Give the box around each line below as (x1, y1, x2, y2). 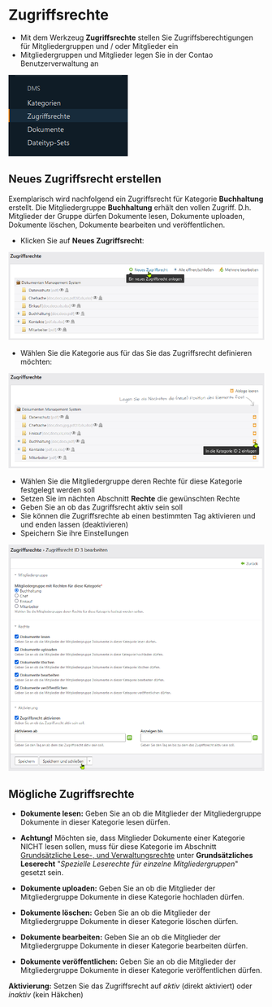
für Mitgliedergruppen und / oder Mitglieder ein (19, 41, 179, 50)
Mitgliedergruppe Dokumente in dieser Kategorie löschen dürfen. (19, 917, 239, 926)
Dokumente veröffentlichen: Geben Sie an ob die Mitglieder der (19, 957, 236, 966)
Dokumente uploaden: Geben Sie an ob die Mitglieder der (19, 883, 216, 893)
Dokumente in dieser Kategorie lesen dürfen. (19, 817, 171, 827)
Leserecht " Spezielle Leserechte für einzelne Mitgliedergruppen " (19, 859, 239, 869)
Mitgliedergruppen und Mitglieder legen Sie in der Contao (19, 50, 214, 59)
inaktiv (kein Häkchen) (8, 990, 84, 1000)
